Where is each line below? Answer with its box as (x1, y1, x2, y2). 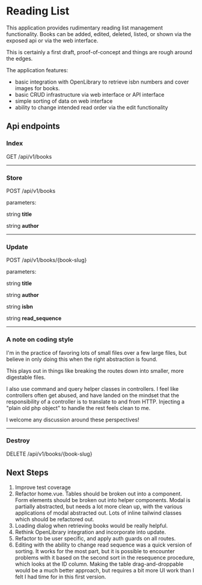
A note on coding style (6, 335, 74, 344)
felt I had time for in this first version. (14, 573, 106, 580)
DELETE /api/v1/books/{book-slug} (6, 450, 93, 458)
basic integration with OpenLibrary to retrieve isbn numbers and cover (14, 78, 189, 85)
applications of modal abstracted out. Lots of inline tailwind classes (14, 509, 182, 516)
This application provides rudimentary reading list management (6, 24, 164, 31)
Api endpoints (6, 121, 60, 132)
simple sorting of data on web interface (14, 97, 113, 105)
